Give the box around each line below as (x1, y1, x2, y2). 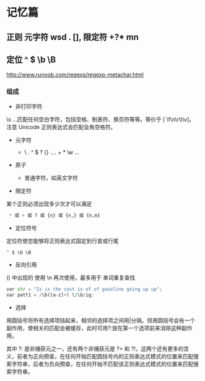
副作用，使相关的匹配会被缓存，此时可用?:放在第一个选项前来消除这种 (6, 325, 182, 332)
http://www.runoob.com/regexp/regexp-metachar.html (6, 71, 144, 78)
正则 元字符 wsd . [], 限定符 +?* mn (6, 32, 139, 42)
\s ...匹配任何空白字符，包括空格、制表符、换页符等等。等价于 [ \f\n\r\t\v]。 (6, 116, 195, 123)
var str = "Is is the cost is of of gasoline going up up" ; (6, 286, 163, 292)
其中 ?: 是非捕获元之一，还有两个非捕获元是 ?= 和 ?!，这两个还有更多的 (6, 345, 184, 352)
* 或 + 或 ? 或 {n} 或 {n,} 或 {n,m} (9, 212, 101, 218)
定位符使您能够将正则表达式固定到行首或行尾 (6, 237, 119, 245)
